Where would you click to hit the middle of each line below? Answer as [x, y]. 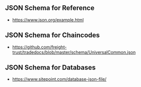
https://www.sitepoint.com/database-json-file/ [59, 79]
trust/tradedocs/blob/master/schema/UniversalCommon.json [74, 52]
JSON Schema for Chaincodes [52, 35]
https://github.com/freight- [40, 47]
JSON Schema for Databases [50, 68]
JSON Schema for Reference [50, 8]
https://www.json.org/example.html [48, 20]
